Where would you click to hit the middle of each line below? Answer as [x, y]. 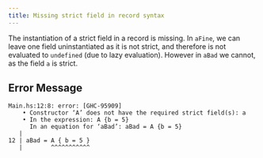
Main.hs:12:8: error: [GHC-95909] [65, 106]
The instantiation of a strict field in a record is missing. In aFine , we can [124, 38]
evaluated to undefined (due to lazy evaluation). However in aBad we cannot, [132, 55]
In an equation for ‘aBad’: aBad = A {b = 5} [105, 127]
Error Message [46, 88]
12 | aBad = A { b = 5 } [49, 141]
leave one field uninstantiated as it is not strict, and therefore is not [117, 46]
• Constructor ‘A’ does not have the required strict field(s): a [134, 113]
